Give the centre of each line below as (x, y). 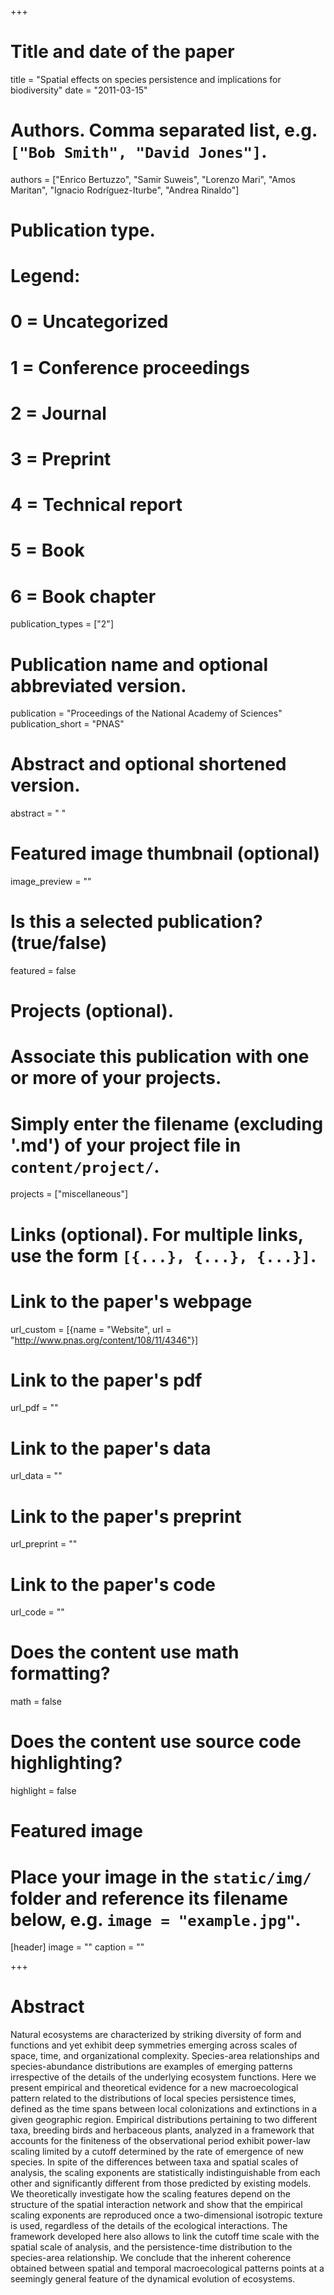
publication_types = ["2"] (62, 624)
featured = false (43, 971)
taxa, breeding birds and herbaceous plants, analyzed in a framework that (162, 2130)
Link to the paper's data (111, 1448)
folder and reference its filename (149, 1898)
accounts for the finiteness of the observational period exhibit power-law (160, 2141)
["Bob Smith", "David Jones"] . (139, 152)
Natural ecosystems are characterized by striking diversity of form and (156, 2035)
